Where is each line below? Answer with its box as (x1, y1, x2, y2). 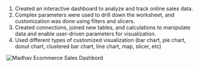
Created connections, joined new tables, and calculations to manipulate (14, 24, 191, 31)
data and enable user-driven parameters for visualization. (14, 30, 156, 37)
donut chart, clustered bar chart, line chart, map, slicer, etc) (14, 43, 162, 50)
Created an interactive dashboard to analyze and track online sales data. (14, 5, 193, 12)
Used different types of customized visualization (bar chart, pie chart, (14, 37, 186, 43)
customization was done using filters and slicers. (14, 18, 135, 24)
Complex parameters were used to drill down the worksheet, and (14, 11, 175, 18)
